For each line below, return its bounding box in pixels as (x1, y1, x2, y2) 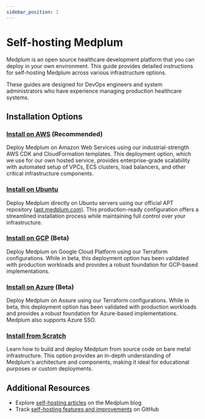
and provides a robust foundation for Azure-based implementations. (6, 310, 178, 317)
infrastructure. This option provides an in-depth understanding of (6, 352, 171, 359)
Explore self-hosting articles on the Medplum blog (15, 399, 142, 407)
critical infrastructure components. (6, 170, 94, 177)
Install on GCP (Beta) (6, 234, 69, 242)
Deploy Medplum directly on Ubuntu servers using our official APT (6, 199, 174, 206)
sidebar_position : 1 (6, 9, 59, 15)
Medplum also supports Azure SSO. (6, 317, 97, 324)
